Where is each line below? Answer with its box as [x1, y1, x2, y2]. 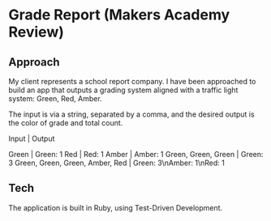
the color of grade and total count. [8, 118, 123, 127]
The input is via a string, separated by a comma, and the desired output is [8, 109, 255, 119]
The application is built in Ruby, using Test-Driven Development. [8, 202, 223, 212]
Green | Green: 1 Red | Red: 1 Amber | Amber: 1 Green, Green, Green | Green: [8, 150, 264, 159]
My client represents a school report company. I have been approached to [8, 77, 256, 86]
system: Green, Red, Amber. [8, 94, 103, 103]
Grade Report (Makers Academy [8, 6, 230, 24]
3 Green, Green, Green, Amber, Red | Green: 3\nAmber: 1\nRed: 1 [8, 158, 225, 168]
